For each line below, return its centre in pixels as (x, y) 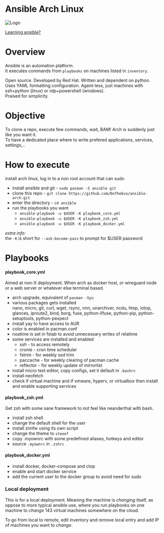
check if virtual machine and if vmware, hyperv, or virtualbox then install (85, 381)
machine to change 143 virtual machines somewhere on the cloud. (72, 510)
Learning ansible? (23, 32)
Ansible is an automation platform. (40, 65)
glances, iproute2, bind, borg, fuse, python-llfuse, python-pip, (75, 313)
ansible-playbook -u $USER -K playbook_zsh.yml (69, 219)
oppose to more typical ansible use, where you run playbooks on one (75, 505)
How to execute (37, 165)
